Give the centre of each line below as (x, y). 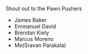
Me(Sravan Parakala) (40, 45)
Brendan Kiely (31, 33)
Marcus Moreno (34, 39)
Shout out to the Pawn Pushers (44, 9)
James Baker (31, 20)
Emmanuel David (35, 26)
